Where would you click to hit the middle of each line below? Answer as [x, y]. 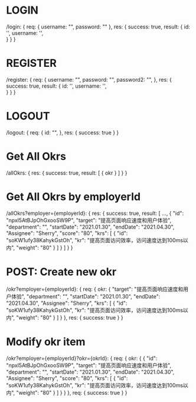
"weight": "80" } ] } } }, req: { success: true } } [72, 393]
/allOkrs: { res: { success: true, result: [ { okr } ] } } [67, 173]
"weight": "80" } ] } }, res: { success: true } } [70, 317]
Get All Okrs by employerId [73, 197]
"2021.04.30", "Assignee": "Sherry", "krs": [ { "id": [67, 303]
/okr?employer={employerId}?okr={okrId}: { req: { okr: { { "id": [82, 358]
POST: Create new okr [61, 271]
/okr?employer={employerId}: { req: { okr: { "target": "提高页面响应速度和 [95, 289]
